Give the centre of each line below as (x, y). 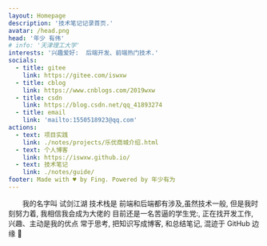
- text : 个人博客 (42, 150)
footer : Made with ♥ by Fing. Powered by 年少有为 (92, 180)
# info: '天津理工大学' (44, 46)
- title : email (41, 113)
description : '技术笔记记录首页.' (61, 23)
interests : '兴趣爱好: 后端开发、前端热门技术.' (84, 53)
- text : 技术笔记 (42, 165)
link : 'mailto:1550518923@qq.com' (80, 120)
